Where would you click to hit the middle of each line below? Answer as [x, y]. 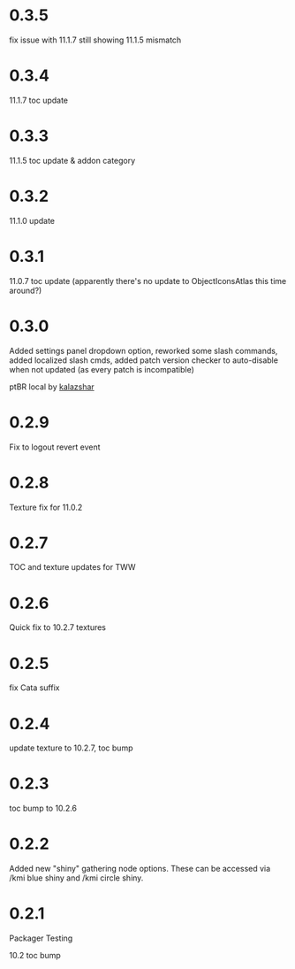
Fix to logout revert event [55, 447]
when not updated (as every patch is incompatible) [102, 369]
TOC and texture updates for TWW [72, 567]
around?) [26, 290]
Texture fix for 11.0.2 [46, 507]
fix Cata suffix [34, 688]
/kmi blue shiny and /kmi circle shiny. [76, 878]
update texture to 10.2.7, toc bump [71, 748]
